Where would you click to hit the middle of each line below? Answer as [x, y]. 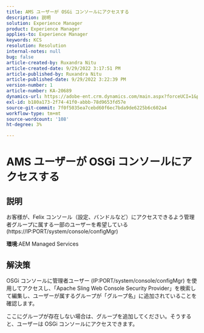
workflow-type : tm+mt [34, 113]
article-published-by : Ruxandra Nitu [54, 74]
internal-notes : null [34, 52]
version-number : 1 [29, 86]
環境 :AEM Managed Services [42, 244]
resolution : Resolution [36, 46]
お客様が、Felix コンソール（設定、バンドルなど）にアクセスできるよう [95, 217]
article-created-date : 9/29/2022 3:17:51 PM [63, 68]
